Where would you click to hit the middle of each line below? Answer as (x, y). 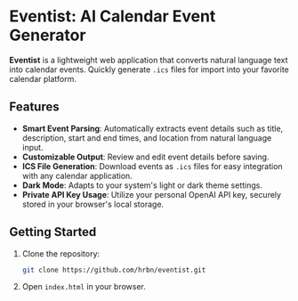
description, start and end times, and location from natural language (147, 138)
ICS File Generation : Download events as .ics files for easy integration (152, 166)
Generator (48, 35)
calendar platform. (43, 78)
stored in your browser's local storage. (93, 204)
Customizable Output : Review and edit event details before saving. (145, 157)
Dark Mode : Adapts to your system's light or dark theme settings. (142, 185)
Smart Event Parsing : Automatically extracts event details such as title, (153, 128)
